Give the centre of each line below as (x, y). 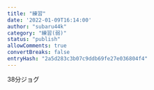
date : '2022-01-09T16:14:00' (49, 20)
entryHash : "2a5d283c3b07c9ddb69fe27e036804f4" (78, 59)
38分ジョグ (23, 79)
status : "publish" (34, 39)
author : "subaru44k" (37, 26)
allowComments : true (37, 46)
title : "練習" (27, 13)
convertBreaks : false (39, 53)
